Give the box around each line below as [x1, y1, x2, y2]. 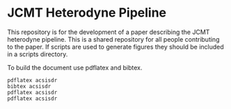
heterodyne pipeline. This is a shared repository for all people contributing [7, 35, 220, 43]
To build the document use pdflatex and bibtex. [7, 63, 143, 72]
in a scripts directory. [7, 50, 68, 58]
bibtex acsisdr [7, 83, 51, 90]
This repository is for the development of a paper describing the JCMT [7, 28, 210, 36]
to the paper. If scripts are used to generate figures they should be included [7, 42, 224, 51]
